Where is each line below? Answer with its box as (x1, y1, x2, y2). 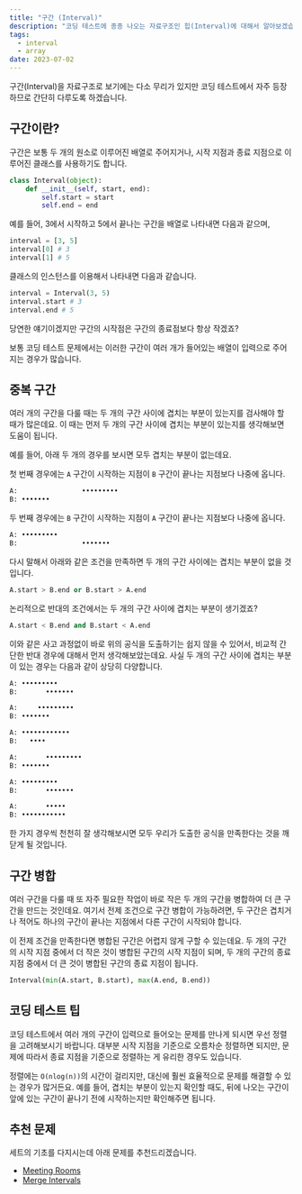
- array (17, 47, 47, 56)
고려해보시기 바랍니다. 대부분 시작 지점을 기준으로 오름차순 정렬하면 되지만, (18, 1040, 280, 1051)
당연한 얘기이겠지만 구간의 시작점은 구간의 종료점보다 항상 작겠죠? (9, 323, 240, 333)
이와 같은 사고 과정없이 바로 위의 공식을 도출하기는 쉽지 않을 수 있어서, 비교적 (9, 638, 278, 649)
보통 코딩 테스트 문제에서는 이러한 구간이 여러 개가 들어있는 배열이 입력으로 (9, 342, 271, 352)
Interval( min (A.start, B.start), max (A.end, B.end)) (9, 975, 211, 985)
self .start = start (41, 193, 115, 202)
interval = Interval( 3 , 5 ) (9, 288, 111, 297)
